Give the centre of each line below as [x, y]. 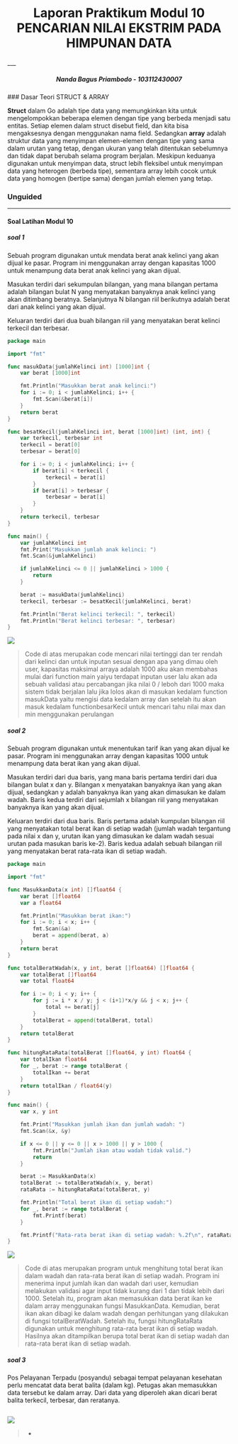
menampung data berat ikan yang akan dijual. [74, 764]
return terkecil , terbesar [60, 517]
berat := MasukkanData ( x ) [58, 1177]
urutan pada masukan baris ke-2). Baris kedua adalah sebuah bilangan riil [115, 844]
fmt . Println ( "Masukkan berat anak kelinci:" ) [89, 386]
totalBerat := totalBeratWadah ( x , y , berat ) [87, 1183]
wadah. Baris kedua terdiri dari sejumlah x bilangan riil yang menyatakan [113, 800]
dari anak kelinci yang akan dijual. [57, 307]
